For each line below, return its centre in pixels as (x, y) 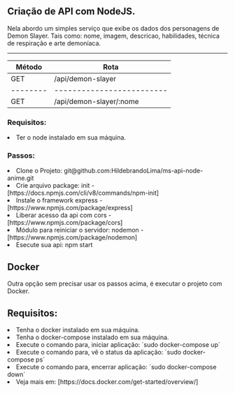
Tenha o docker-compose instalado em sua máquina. (93, 337)
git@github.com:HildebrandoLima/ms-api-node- (134, 171)
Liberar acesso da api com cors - (64, 215)
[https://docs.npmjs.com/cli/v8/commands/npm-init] (83, 193)
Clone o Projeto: (40, 171)
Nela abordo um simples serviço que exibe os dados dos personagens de (113, 28)
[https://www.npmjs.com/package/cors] (65, 223)
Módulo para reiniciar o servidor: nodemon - (80, 230)
